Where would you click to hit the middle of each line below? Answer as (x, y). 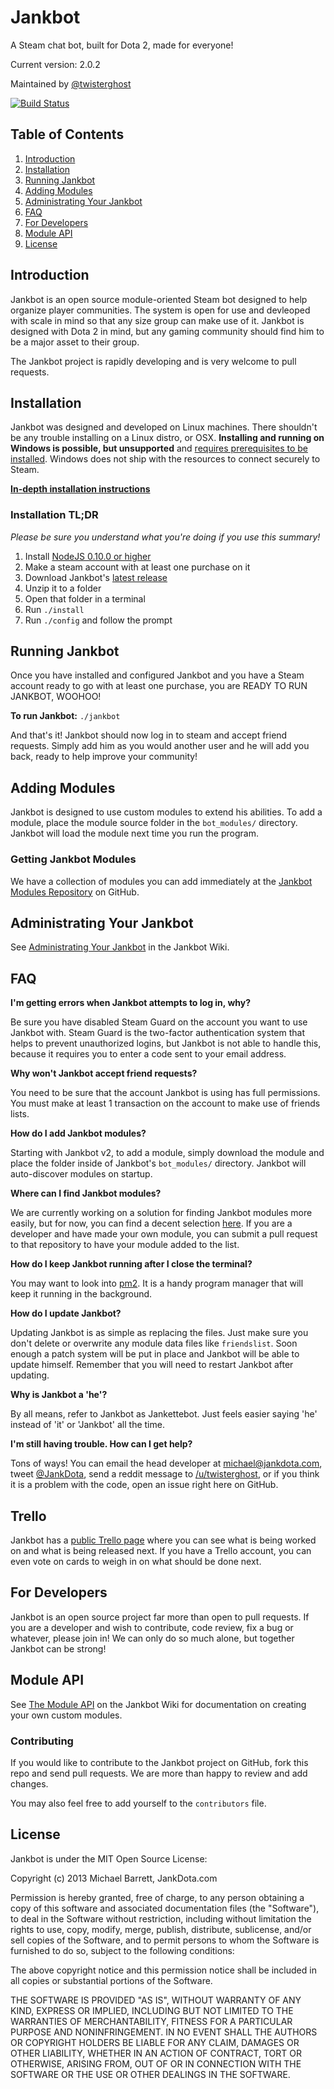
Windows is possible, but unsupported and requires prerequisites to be (159, 448)
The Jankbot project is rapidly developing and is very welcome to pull (153, 361)
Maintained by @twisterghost (71, 83)
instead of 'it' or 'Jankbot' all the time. (87, 1425)
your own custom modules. (66, 1715)
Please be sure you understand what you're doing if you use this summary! (165, 537)
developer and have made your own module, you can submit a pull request (164, 1234)
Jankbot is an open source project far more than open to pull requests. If (160, 1617)
